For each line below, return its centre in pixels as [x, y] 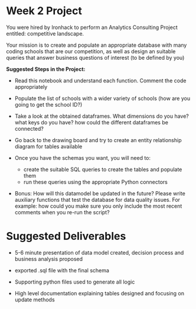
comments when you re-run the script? [62, 212]
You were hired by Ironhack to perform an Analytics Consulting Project [92, 27]
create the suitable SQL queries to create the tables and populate [103, 169]
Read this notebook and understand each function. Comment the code [100, 81]
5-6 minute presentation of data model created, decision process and [99, 252]
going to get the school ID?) [48, 104]
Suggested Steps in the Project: [46, 69]
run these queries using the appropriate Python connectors [96, 182]
